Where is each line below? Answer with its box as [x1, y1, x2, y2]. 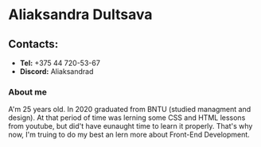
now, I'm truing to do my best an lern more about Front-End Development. [8, 130, 251, 140]
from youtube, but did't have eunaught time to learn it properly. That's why [8, 122, 253, 131]
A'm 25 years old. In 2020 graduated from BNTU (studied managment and [8, 105, 251, 114]
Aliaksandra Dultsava [8, 6, 153, 24]
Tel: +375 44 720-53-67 [19, 58, 101, 68]
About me [8, 86, 48, 97]
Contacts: [8, 37, 59, 51]
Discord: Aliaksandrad [19, 67, 94, 76]
